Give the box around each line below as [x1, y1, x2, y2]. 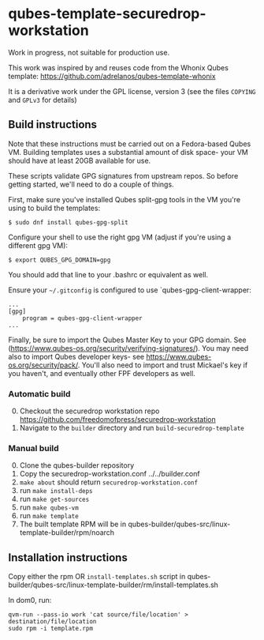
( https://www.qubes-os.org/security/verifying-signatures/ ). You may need [8, 343, 249, 352]
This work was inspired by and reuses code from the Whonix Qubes [8, 62, 229, 72]
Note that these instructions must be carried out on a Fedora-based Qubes [8, 139, 251, 149]
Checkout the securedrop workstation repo [19, 406, 160, 416]
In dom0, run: [8, 596, 52, 605]
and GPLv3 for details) [8, 95, 77, 104]
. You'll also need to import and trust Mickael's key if [77, 360, 248, 370]
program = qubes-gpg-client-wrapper [22, 314, 143, 322]
